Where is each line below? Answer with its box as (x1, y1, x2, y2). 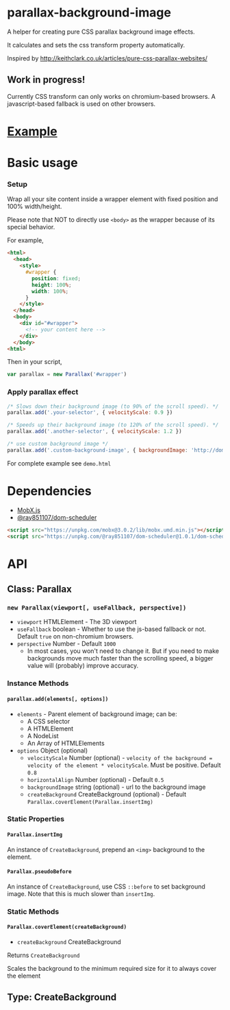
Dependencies (7, 483, 92, 499)
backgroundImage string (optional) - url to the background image (27, 783, 206, 791)
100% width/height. (7, 203, 62, 211)
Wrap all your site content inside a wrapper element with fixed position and (7, 195, 218, 203)
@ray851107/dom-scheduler (16, 513, 97, 521)
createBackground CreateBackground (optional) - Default (27, 790, 187, 798)
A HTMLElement (27, 724, 74, 733)
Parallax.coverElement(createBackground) (7, 923, 127, 931)
